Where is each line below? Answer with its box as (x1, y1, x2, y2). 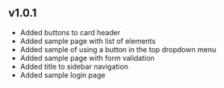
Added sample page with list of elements (19, 36, 156, 46)
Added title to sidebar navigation (19, 62, 129, 71)
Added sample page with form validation (19, 53, 156, 62)
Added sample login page (19, 70, 106, 79)
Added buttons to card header (19, 27, 121, 37)
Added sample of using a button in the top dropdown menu (19, 44, 217, 54)
